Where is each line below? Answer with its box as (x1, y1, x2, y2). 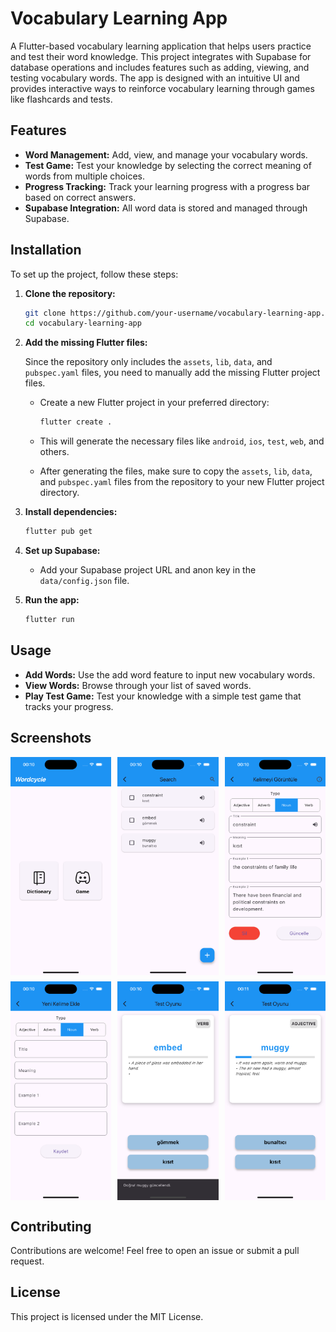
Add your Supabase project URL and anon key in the (39, 564, 257, 576)
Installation (10, 242, 82, 259)
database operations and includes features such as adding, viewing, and (10, 61, 310, 73)
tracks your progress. (24, 700, 114, 712)
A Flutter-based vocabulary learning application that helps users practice (10, 40, 312, 52)
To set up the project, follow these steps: (10, 268, 179, 280)
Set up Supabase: (24, 545, 101, 557)
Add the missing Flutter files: (24, 337, 148, 349)
